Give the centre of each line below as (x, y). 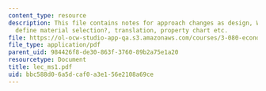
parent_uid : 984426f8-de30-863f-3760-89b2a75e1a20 (93, 52)
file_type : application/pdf (55, 45)
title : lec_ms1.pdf (40, 67)
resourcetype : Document (47, 60)
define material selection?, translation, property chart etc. (122, 30)
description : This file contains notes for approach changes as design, (131, 23)
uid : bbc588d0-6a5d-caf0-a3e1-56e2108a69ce (81, 74)
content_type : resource (47, 15)
